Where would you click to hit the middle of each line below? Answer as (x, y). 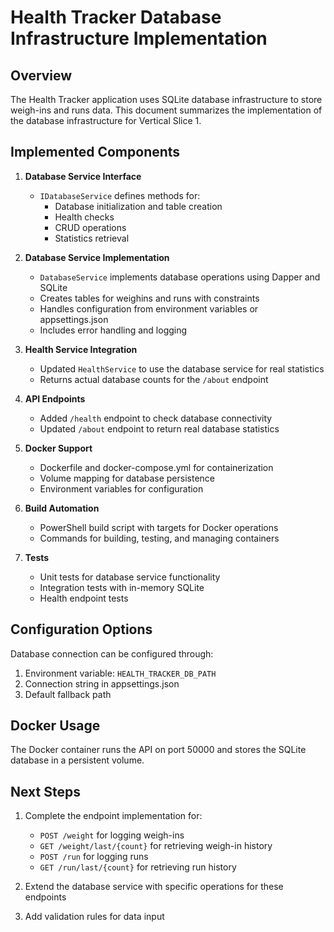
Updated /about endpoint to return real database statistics (159, 428)
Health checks (84, 217)
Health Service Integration (81, 349)
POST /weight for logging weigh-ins (112, 835)
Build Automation (62, 508)
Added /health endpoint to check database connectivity (156, 418)
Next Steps (45, 791)
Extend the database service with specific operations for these (154, 887)
